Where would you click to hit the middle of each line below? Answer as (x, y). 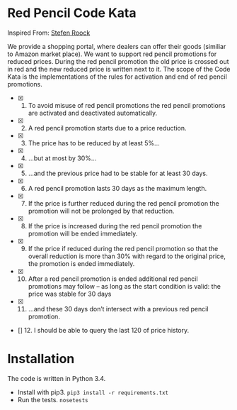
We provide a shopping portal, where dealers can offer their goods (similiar (117, 46)
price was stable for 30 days (70, 294)
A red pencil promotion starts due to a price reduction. (107, 128)
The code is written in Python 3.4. (57, 378)
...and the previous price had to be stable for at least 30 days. (118, 173)
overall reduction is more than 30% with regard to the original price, (127, 256)
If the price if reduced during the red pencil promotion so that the (123, 248)
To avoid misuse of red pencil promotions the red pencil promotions (127, 105)
